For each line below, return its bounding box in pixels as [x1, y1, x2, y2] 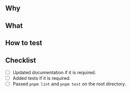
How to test [5, 39, 42, 47]
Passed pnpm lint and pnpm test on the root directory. [12, 81, 126, 87]
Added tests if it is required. [12, 75, 71, 81]
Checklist [5, 56, 37, 65]
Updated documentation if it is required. [12, 69, 96, 75]
